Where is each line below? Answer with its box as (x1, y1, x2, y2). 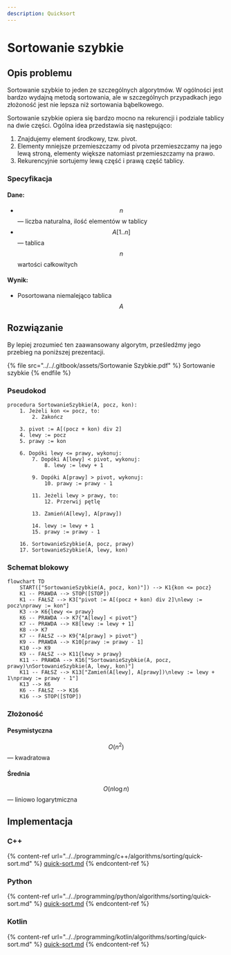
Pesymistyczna (7, 726, 53, 735)
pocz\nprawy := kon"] (7, 603, 70, 609)
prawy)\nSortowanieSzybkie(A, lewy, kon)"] (7, 663, 135, 670)
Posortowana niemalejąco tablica (17, 291, 112, 299)
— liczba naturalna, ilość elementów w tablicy (17, 217, 147, 225)
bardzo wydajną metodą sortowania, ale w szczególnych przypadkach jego (7, 93, 222, 101)
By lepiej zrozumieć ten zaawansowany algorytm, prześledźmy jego (7, 340, 201, 349)
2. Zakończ (32, 414, 64, 421)
